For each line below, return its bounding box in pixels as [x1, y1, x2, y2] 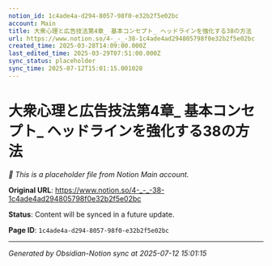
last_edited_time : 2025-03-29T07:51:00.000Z [8, 49, 161, 57]
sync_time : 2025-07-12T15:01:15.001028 [8, 65, 143, 73]
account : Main [8, 19, 57, 27]
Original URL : [8, 185, 54, 195]
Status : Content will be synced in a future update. [8, 209, 175, 219]
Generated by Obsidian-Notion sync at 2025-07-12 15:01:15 [8, 248, 207, 258]
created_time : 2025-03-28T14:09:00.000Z [8, 42, 147, 50]
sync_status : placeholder [8, 57, 96, 65]
